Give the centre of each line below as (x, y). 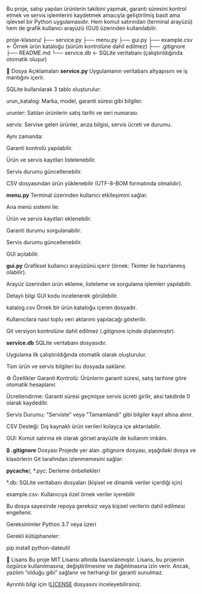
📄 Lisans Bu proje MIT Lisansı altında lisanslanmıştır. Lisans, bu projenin (95, 559)
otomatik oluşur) (27, 59)
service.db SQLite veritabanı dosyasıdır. (57, 343)
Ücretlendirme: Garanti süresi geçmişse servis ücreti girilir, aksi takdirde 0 (98, 396)
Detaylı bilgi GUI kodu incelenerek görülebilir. (62, 296)
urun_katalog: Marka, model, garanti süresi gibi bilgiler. (75, 101)
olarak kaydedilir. (28, 403)
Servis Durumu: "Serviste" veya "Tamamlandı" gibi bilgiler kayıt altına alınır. (100, 415)
